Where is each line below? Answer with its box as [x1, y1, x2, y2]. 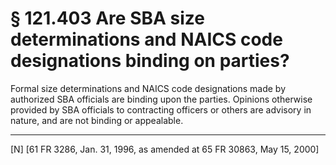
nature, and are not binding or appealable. [10, 114, 184, 126]
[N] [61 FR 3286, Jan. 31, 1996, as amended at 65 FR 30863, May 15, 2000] [10, 143, 320, 155]
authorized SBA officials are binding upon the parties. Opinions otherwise [10, 93, 313, 105]
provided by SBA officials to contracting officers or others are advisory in [10, 103, 312, 116]
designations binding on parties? [10, 50, 290, 72]
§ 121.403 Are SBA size [10, 7, 205, 30]
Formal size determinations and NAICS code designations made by [10, 82, 287, 94]
